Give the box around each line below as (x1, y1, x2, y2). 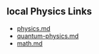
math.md (16, 39, 43, 48)
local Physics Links (6, 6, 93, 18)
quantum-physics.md (16, 32, 79, 40)
